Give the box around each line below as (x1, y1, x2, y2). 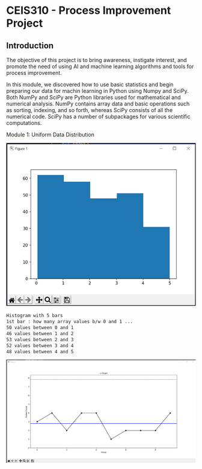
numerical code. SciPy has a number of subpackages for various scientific (6, 113, 191, 120)
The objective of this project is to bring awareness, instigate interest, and (6, 57, 188, 63)
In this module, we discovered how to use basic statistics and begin (6, 81, 174, 88)
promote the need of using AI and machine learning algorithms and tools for (6, 63, 194, 70)
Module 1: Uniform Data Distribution (6, 131, 95, 138)
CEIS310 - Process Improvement (6, 4, 171, 17)
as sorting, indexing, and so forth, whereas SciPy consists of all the (6, 107, 173, 113)
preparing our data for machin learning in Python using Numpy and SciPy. (6, 87, 189, 94)
